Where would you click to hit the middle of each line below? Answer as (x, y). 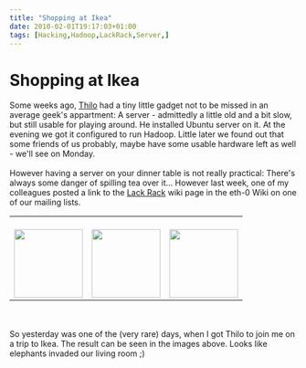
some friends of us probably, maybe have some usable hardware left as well (153, 144)
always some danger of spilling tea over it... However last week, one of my (149, 183)
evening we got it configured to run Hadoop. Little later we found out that (147, 134)
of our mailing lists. (45, 203)
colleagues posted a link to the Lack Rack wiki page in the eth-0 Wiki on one (153, 193)
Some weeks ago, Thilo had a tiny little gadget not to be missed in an (139, 105)
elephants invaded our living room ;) (77, 353)
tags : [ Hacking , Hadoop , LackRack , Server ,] (90, 35)
